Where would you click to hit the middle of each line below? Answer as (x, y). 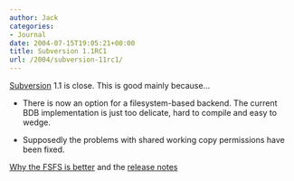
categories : (32, 26)
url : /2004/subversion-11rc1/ (66, 60)
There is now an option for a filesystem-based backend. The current (150, 103)
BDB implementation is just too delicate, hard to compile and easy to (150, 113)
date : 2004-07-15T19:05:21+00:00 (72, 43)
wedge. (37, 122)
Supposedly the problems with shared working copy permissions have (153, 140)
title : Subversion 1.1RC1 (58, 52)
